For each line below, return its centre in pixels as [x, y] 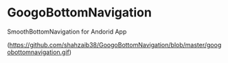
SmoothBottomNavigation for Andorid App [67, 32]
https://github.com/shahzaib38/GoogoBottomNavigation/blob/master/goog [115, 45]
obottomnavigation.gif [38, 52]
